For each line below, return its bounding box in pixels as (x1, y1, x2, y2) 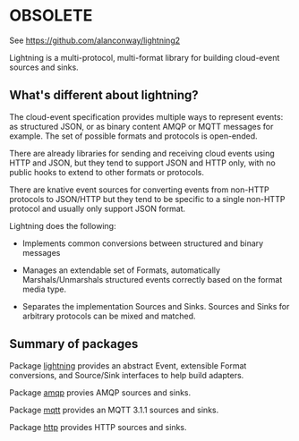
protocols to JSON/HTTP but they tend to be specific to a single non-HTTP (9, 193, 286, 204)
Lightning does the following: (9, 220, 116, 231)
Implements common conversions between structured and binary (21, 238, 264, 249)
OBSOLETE (9, 5, 93, 26)
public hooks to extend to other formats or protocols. (9, 166, 204, 177)
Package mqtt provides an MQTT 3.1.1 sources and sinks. (9, 404, 219, 415)
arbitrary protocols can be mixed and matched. (21, 310, 196, 321)
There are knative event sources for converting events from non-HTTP (9, 184, 270, 195)
